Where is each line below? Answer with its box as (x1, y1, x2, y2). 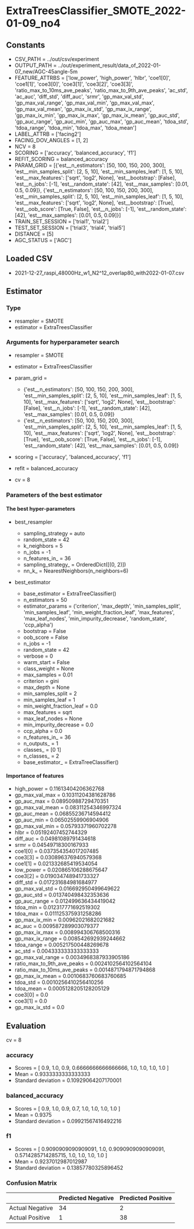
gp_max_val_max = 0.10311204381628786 (14, 792, 116, 799)
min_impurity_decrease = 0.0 (23, 721, 94, 728)
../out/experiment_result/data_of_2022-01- (58, 62, 161, 69)
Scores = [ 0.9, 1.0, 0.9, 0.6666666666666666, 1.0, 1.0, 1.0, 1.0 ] (14, 1064, 169, 1071)
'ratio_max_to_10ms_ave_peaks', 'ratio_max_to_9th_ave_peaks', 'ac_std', (14, 87, 188, 93)
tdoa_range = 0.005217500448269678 (14, 942, 109, 949)
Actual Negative (9, 1204, 53, 1212)
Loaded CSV (6, 254, 53, 264)
